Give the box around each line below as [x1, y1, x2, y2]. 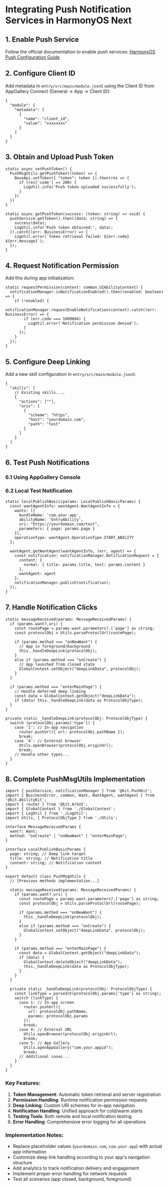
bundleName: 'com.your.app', [18, 512, 81, 518]
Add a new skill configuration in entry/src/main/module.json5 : [5, 371, 137, 377]
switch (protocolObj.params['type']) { [10, 720, 95, 725]
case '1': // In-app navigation [14, 725, 83, 730]
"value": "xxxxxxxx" [24, 120, 68, 126]
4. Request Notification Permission [5, 261, 119, 270]
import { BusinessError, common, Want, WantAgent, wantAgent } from [5, 793, 155, 798]
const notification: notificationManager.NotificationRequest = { [14, 553, 159, 558]
